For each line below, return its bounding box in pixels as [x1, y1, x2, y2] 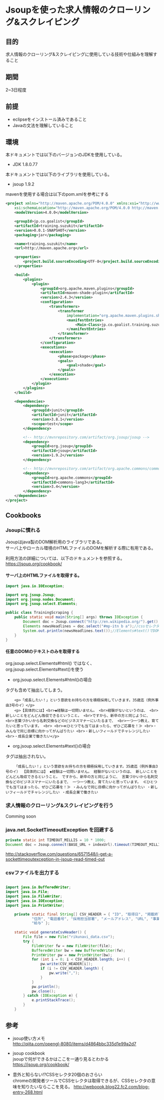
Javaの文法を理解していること [12, 122, 73, 128]
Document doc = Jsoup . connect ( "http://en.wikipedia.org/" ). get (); [23, 619, 161, 624]
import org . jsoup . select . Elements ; [5, 602, 78, 606]
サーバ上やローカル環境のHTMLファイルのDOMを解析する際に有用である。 [5, 545, 156, 550]
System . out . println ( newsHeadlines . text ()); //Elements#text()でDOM [23, 628, 160, 633]
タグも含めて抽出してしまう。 [5, 687, 65, 693]
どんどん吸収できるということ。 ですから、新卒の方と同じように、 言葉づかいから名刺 [5, 774, 155, 779]
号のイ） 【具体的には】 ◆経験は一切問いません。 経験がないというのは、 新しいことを [5, 769, 158, 774]
